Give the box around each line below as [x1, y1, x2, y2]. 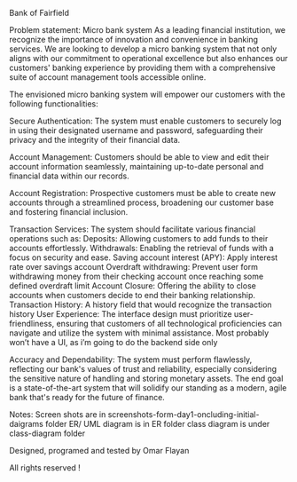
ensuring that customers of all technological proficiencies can [56, 319, 282, 328]
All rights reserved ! [9, 462, 82, 473]
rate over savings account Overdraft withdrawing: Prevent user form [9, 262, 259, 272]
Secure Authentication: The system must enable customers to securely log [9, 115, 282, 126]
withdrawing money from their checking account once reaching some [9, 271, 264, 281]
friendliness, [9, 319, 55, 328]
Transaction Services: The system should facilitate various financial [9, 224, 256, 234]
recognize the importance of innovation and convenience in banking [9, 35, 259, 44]
